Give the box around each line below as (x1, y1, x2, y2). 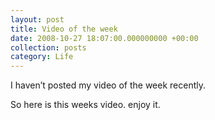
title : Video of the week (10, 24, 118, 34)
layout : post (10, 14, 65, 25)
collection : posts (10, 42, 87, 53)
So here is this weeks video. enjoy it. (10, 99, 161, 111)
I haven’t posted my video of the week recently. (10, 79, 206, 91)
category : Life (10, 52, 74, 62)
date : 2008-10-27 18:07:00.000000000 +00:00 (10, 33, 199, 43)
